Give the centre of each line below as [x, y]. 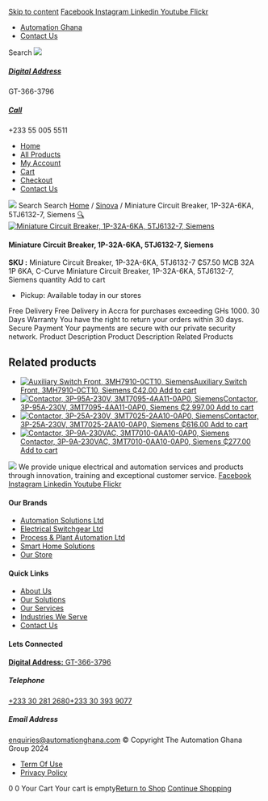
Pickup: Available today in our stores [80, 296]
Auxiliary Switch [220, 381]
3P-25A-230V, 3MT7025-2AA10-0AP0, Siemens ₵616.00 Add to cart [134, 424]
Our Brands [28, 502]
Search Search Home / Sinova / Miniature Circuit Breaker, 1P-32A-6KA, [136, 205]
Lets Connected [36, 644]
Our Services [42, 608]
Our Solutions [43, 600]
